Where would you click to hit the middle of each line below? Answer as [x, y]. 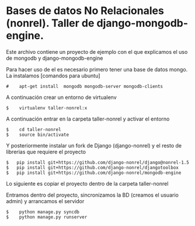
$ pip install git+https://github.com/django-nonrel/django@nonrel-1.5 [98, 162]
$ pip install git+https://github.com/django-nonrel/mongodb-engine [94, 173]
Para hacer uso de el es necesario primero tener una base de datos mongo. [97, 69]
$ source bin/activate [37, 135]
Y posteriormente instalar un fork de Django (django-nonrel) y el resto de [94, 145]
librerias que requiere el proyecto [46, 152]
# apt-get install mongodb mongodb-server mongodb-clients [85, 86]
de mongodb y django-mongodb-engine [55, 58]
